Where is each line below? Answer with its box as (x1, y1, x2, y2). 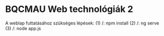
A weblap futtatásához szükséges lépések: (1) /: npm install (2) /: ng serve (5, 20, 159, 26)
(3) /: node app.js (5, 25, 41, 31)
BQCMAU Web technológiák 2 (5, 3, 134, 15)
